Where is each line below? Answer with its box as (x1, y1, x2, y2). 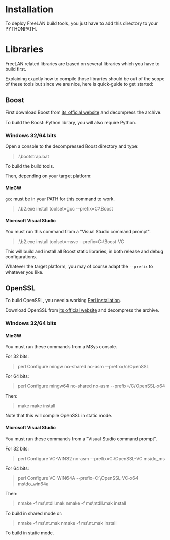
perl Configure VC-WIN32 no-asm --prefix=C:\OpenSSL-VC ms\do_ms (17, 455, 165, 461)
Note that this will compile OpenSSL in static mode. (5, 413, 113, 419)
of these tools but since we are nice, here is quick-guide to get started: (5, 81, 154, 87)
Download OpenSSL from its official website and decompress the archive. (5, 307, 160, 313)
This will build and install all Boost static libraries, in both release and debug (5, 248, 164, 255)
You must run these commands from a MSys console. (5, 344, 118, 350)
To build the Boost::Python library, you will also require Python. (5, 119, 137, 125)
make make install (17, 403, 56, 409)
